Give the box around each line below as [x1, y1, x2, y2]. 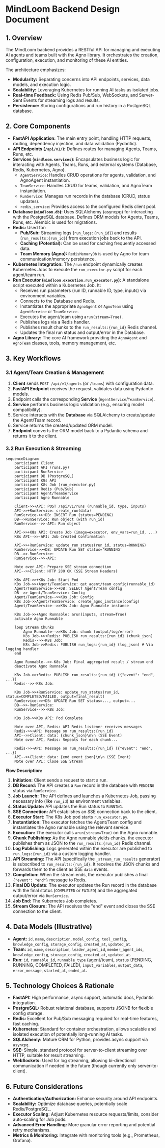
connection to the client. [12, 908, 62, 914]
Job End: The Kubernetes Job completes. [12, 898, 98, 903]
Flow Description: [5, 767, 43, 774]
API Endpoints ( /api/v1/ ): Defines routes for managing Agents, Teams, [12, 146, 158, 152]
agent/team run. [12, 272, 46, 278]
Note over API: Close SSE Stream [14, 759, 83, 764]
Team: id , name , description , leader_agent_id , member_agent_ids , [12, 946, 144, 952]
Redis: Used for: [12, 224, 46, 230]
